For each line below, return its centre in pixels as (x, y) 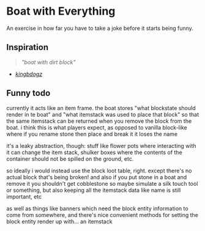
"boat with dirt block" (48, 62)
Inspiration (28, 47)
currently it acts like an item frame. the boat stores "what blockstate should (101, 108)
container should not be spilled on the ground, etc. (70, 159)
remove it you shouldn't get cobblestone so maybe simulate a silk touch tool (102, 183)
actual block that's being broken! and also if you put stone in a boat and (97, 177)
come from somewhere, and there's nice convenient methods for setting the (102, 215)
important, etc (24, 196)
